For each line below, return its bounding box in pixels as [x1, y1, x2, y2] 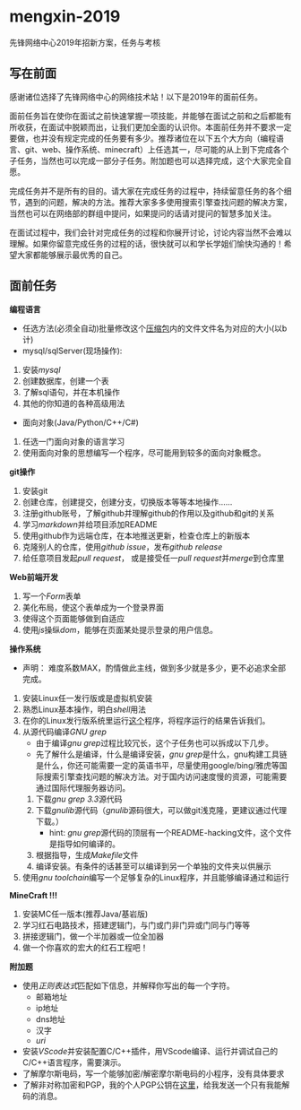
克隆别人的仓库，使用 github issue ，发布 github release [21, 541, 223, 552]
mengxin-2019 [9, 6, 121, 27]
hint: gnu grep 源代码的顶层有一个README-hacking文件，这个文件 [48, 827, 293, 837]
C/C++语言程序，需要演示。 [21, 1056, 126, 1068]
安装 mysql [21, 364, 61, 375]
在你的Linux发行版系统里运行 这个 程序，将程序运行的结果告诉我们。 [21, 715, 271, 725]
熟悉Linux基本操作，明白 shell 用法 [21, 704, 146, 715]
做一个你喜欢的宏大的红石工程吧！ [21, 941, 149, 952]
